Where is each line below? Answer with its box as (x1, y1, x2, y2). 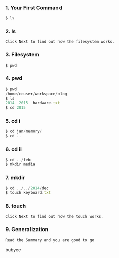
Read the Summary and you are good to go (5, 237, 95, 243)
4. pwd (5, 75, 23, 82)
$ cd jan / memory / (5, 129, 42, 134)
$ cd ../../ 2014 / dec (5, 185, 49, 191)
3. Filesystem (5, 51, 39, 59)
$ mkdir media (5, 162, 36, 167)
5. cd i (5, 118, 20, 125)
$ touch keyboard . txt (5, 190, 51, 195)
